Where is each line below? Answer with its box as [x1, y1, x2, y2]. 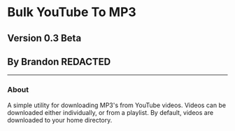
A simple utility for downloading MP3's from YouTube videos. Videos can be [7, 101, 226, 109]
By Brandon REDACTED [7, 55, 111, 67]
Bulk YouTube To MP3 [7, 4, 136, 20]
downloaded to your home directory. [7, 116, 113, 124]
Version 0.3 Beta [7, 32, 82, 44]
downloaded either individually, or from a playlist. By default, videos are [7, 108, 214, 116]
